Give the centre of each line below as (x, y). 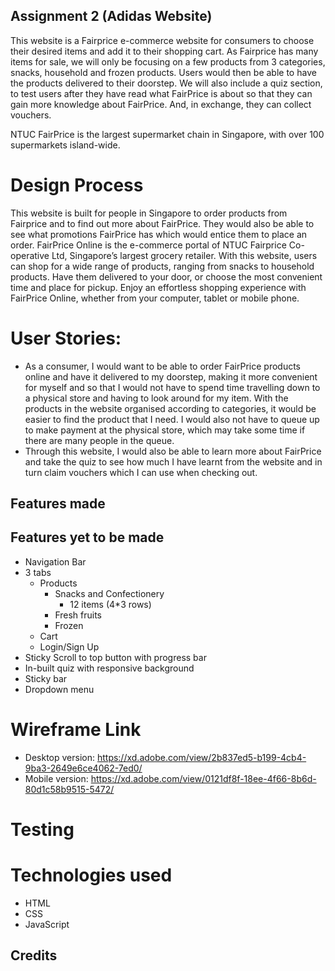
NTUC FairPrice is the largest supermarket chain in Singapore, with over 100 (167, 134)
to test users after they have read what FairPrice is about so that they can (161, 93)
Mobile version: (56, 778)
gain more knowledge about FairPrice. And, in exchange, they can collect (161, 104)
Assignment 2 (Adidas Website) (111, 16)
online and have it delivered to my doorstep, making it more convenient (171, 376)
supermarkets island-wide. (65, 145)
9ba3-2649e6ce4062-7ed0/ (83, 768)
